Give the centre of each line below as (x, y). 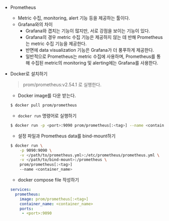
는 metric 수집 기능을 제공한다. (56, 44)
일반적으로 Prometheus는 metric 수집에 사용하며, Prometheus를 (90, 56)
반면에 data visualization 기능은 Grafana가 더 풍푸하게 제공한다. (90, 50)
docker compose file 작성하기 (48, 180)
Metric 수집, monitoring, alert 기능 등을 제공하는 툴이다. (74, 18)
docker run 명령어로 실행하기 (47, 115)
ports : (27, 209)
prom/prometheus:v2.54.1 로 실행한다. (62, 85)
